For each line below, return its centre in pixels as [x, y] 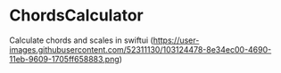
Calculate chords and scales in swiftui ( [81, 40]
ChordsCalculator [77, 16]
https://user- [176, 40]
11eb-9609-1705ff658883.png [64, 59]
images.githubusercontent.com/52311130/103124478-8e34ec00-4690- [140, 49]
